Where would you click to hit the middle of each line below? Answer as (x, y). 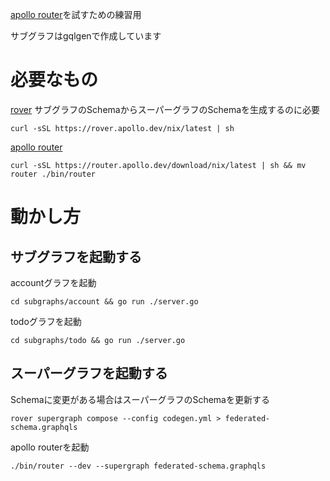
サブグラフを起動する (76, 256)
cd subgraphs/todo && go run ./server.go (98, 340)
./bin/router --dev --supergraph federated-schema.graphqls (138, 466)
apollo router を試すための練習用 (76, 14)
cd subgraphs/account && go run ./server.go (104, 301)
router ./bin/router (53, 174)
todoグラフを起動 (46, 321)
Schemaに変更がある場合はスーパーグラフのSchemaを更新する (140, 399)
